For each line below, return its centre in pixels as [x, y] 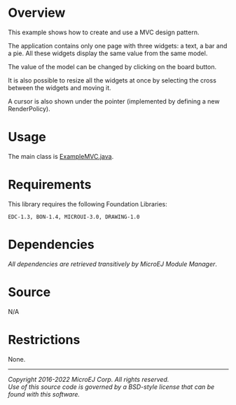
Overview [37, 13]
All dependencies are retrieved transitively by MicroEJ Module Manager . [113, 264]
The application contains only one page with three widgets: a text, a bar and [118, 45]
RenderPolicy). [29, 108]
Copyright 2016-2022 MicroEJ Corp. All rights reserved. [89, 379]
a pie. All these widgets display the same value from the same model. [108, 53]
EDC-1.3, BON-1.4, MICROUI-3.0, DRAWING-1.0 [74, 217]
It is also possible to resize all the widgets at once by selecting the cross [112, 80]
